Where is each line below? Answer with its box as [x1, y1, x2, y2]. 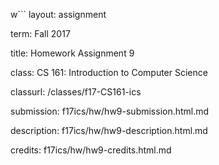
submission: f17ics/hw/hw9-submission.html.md [10, 105, 210, 117]
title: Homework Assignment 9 [10, 47, 135, 59]
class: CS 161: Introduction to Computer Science [10, 67, 208, 78]
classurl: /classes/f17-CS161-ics [10, 86, 142, 98]
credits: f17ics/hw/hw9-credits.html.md [10, 144, 172, 156]
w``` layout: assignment [10, 9, 107, 20]
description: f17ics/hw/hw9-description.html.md [10, 125, 208, 136]
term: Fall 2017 [10, 28, 71, 39]
